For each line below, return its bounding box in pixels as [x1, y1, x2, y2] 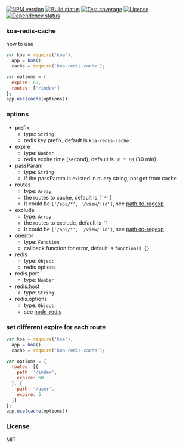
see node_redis [23, 308, 62, 315]
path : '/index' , [17, 369, 58, 376]
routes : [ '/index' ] [11, 85, 60, 91]
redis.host [14, 283, 40, 290]
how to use [6, 41, 34, 48]
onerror [14, 232, 34, 239]
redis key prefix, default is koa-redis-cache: [23, 136, 132, 143]
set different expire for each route [6, 323, 106, 331]
